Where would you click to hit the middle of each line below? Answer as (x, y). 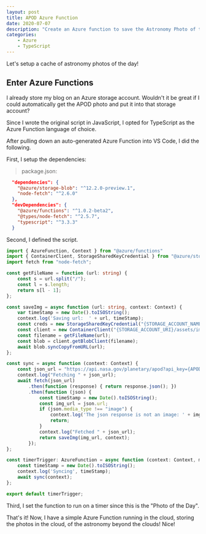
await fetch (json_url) (46, 381)
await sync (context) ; (45, 477)
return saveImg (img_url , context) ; (85, 438)
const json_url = (40, 369)
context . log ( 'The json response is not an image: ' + (120, 415)
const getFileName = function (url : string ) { (67, 273)
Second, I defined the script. (42, 239)
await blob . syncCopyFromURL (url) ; (61, 347)
